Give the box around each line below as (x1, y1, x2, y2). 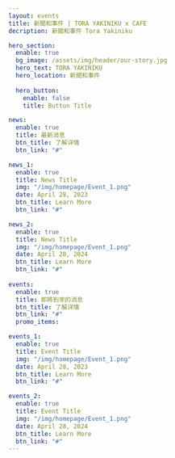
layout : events (8, 11, 60, 20)
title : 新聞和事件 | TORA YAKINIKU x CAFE (8, 19, 148, 27)
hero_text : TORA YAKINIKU (15, 64, 103, 73)
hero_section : (8, 41, 56, 49)
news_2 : (8, 220, 35, 229)
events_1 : (8, 333, 42, 341)
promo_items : (15, 318, 60, 326)
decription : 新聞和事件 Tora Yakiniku (8, 27, 133, 35)
